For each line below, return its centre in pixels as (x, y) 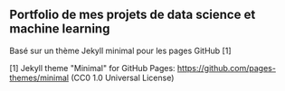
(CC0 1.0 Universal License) (123, 77)
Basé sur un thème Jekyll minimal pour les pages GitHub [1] (121, 50)
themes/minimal (39, 77)
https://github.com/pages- (226, 68)
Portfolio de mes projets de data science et (133, 15)
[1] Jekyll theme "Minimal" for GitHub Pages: (92, 68)
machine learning (60, 29)
